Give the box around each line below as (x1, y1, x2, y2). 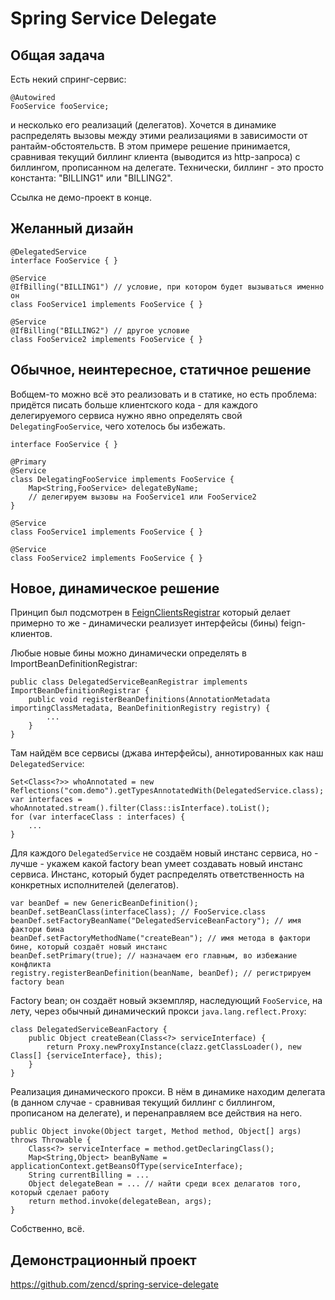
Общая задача (10, 47, 105, 64)
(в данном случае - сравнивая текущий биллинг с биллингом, (10, 1097, 276, 1109)
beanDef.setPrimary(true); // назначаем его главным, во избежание (10, 951, 298, 961)
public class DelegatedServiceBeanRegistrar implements (10, 677, 248, 687)
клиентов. (10, 628, 53, 640)
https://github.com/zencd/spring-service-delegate (10, 1278, 219, 1291)
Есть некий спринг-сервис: (10, 73, 127, 85)
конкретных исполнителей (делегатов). (10, 879, 180, 891)
